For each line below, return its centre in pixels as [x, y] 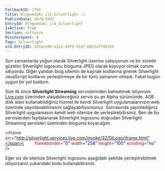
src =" [11, 138]
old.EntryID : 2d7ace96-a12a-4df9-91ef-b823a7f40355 [59, 47]
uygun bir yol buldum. [27, 82]
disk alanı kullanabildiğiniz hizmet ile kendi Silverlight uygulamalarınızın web [82, 102]
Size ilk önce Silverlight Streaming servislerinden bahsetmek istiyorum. [79, 91]
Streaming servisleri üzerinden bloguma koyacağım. [58, 123]
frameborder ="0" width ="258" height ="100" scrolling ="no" [95, 143]
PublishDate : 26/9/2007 [30, 19]
